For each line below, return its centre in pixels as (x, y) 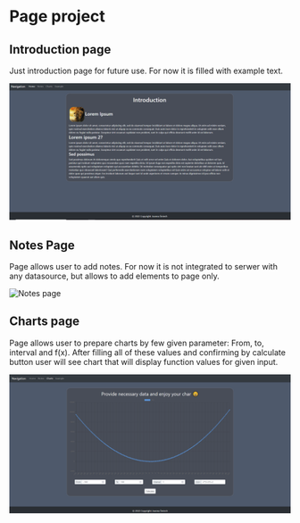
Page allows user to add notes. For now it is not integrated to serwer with (144, 266)
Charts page (45, 322)
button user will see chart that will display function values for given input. (144, 361)
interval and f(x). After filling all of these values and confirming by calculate (147, 352)
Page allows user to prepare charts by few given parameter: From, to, (137, 343)
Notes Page (42, 245)
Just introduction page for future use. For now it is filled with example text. (146, 71)
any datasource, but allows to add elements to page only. (115, 276)
